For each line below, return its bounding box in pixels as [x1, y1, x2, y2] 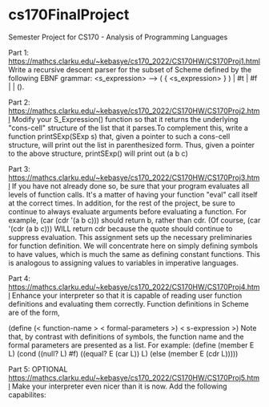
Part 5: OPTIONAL [8, 364, 68, 374]
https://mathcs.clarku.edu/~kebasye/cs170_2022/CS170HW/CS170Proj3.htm [8, 173, 260, 182]
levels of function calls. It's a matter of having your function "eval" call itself [8, 189, 258, 199]
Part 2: [8, 97, 30, 107]
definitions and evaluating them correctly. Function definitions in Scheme [8, 299, 250, 308]
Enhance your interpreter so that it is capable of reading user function [11, 291, 243, 300]
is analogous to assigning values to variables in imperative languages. [8, 258, 239, 267]
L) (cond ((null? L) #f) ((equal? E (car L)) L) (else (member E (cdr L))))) [8, 348, 239, 358]
